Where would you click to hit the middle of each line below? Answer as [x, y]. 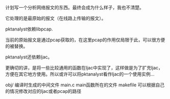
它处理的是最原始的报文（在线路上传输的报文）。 [56, 18]
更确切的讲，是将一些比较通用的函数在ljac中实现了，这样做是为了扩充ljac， [84, 68]
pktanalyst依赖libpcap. [29, 29]
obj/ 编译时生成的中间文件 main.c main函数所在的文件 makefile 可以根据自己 [85, 85]
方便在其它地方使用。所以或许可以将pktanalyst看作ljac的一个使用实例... [80, 74]
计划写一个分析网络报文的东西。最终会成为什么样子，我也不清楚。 [75, 7]
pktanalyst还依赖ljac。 [29, 57]
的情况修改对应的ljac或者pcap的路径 [43, 91]
